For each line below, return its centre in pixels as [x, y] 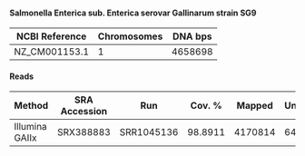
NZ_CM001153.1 [51, 52]
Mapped [255, 106]
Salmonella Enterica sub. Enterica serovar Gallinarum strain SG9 [133, 13]
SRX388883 [84, 132]
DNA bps [192, 36]
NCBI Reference [52, 36]
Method [31, 106]
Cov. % [206, 106]
